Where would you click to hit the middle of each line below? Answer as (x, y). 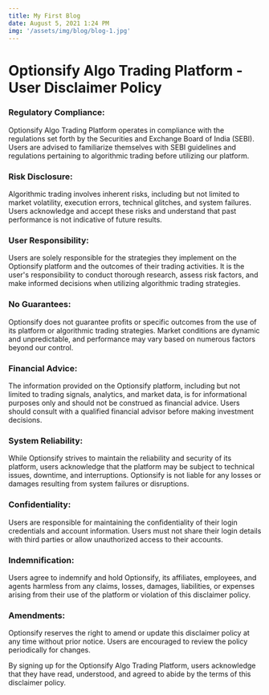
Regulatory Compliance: (57, 112)
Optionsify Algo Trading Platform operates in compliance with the (116, 130)
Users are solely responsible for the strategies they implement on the (122, 258)
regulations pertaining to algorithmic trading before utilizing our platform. (129, 155)
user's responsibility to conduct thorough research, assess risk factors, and (133, 275)
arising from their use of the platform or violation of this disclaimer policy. (130, 595)
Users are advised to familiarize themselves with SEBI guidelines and (122, 147)
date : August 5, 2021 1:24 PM (59, 23)
